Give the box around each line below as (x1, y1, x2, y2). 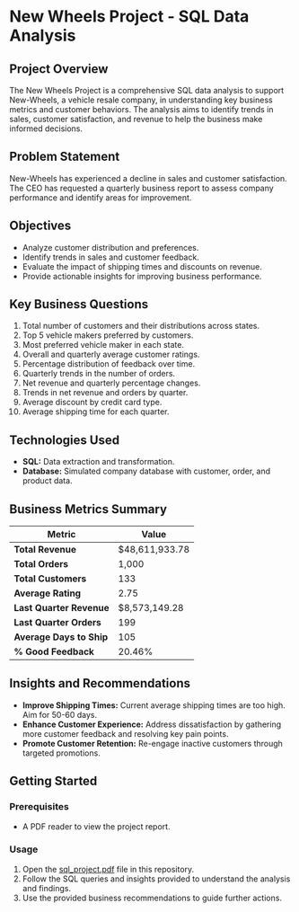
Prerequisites (9, 801, 69, 813)
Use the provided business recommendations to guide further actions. (22, 892, 283, 903)
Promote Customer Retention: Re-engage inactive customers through (22, 738, 283, 748)
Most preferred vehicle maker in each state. (22, 340, 184, 350)
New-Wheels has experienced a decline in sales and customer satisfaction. (9, 173, 287, 183)
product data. (22, 475, 74, 486)
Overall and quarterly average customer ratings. (22, 349, 200, 360)
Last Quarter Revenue (13, 602, 110, 615)
